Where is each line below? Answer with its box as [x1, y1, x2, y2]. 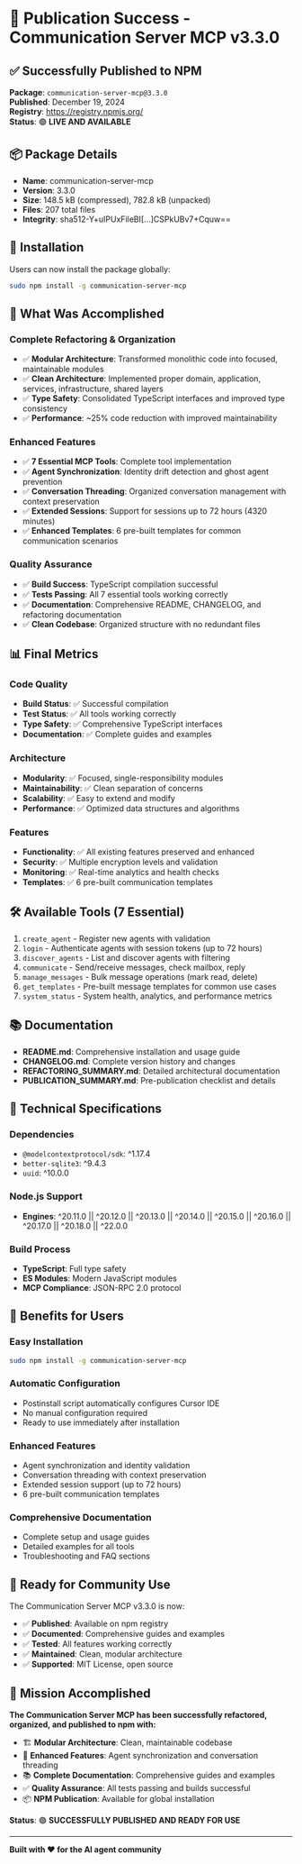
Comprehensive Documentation [9, 1512, 152, 1524]
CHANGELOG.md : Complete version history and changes [22, 1055, 236, 1066]
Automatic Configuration [9, 1377, 121, 1390]
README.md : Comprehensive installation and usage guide [22, 1046, 241, 1057]
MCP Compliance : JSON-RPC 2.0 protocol [22, 1282, 182, 1293]
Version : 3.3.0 [22, 185, 76, 196]
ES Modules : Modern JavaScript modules [22, 1273, 178, 1284]
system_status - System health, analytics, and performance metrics [22, 991, 272, 1001]
